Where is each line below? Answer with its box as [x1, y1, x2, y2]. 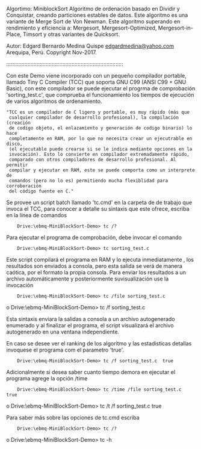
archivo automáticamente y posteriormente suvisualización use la [6, 275, 169, 282]
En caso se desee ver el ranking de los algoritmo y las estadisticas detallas [6, 340, 192, 347]
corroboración [6, 183, 42, 189]
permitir [6, 162, 28, 168]
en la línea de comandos [6, 212, 67, 218]
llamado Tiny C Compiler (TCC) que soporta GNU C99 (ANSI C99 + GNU [6, 78, 187, 85]
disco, [6, 141, 23, 147]
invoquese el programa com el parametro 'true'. [6, 346, 125, 353]
